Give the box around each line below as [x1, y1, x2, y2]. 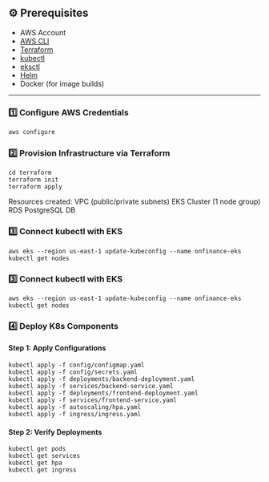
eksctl [19, 62, 41, 71]
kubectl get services [8, 452, 81, 460]
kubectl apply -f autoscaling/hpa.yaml [8, 403, 142, 411]
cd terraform [8, 168, 52, 177]
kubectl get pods [8, 445, 66, 453]
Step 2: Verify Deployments [8, 427, 102, 436]
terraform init [8, 176, 59, 184]
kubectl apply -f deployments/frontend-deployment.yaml [8, 389, 199, 397]
